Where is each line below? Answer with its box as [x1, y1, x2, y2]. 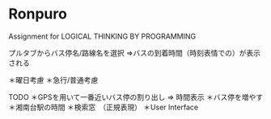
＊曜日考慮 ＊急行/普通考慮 [8, 75, 99, 84]
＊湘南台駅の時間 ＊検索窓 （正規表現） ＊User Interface [8, 102, 199, 112]
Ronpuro [8, 5, 67, 23]
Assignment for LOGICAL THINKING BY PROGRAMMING [8, 31, 197, 41]
